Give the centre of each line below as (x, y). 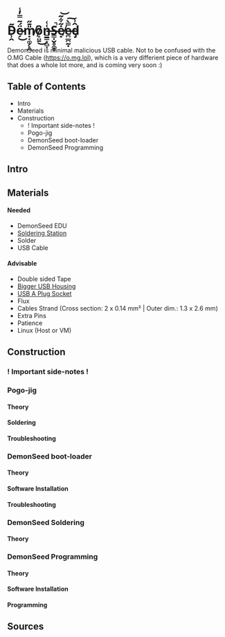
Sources (26, 627)
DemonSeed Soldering (46, 522)
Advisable (22, 264)
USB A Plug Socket (44, 293)
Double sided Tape (44, 279)
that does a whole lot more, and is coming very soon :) (85, 65)
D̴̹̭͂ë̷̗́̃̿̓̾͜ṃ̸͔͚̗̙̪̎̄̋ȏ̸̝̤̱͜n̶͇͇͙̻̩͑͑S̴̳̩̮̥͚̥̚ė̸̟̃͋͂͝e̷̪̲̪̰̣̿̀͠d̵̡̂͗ (43, 31)
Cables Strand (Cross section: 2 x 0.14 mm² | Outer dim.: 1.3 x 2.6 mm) (117, 308)
